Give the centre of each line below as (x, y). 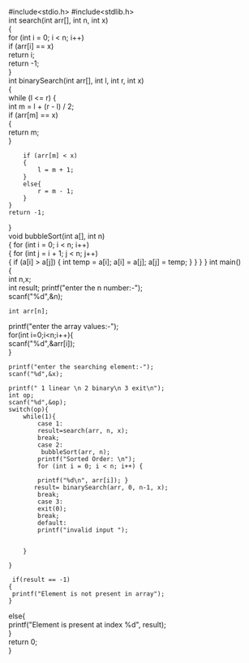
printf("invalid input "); (83, 530)
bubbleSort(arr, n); (76, 452)
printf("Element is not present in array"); (88, 594)
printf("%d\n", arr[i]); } (83, 481)
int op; (21, 396)
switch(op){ (28, 409)
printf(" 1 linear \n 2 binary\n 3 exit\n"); (86, 388)
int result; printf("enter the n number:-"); (76, 288)
